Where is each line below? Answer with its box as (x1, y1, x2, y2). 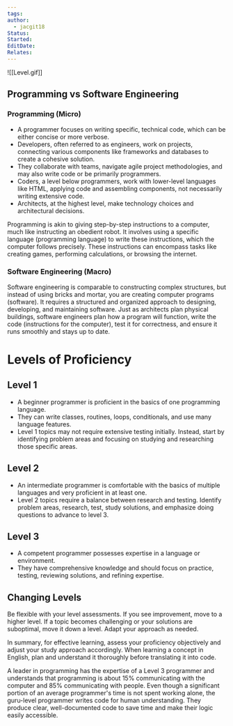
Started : (7, 36, 33, 43)
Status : (7, 29, 30, 37)
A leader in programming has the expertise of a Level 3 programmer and (7, 667, 214, 675)
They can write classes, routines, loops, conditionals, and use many (17, 412, 212, 421)
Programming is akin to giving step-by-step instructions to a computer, (7, 220, 210, 229)
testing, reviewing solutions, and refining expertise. (17, 571, 164, 580)
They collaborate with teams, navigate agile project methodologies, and (17, 162, 223, 171)
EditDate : (7, 43, 36, 49)
